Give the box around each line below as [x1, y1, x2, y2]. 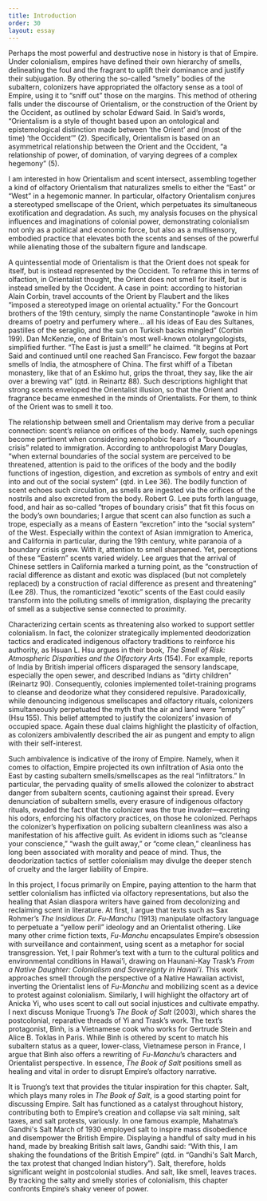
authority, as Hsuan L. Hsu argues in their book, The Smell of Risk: [8, 645, 226, 655]
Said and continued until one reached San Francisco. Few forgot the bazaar [8, 351, 257, 360]
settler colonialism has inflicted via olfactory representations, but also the [8, 889, 249, 898]
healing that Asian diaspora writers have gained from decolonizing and [8, 897, 241, 907]
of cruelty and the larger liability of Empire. [8, 865, 149, 874]
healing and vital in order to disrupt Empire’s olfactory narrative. [8, 1067, 218, 1076]
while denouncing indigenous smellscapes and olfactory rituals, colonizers [8, 696, 253, 706]
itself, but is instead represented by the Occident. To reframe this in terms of [8, 266, 259, 276]
